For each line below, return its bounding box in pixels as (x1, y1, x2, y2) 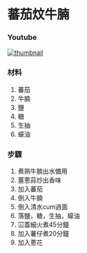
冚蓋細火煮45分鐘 (17, 220, 69, 229)
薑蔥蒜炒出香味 (17, 176, 62, 185)
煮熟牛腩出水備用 (17, 167, 68, 175)
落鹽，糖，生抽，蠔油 (17, 212, 80, 220)
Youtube (7, 33, 37, 43)
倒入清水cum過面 (17, 202, 69, 211)
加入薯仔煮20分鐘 (17, 229, 69, 238)
